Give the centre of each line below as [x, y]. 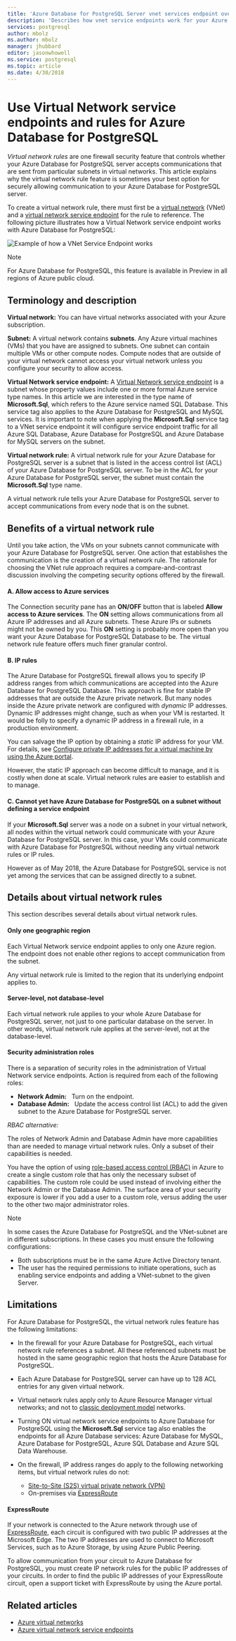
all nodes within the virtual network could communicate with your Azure [111, 832]
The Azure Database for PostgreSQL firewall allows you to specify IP [106, 676]
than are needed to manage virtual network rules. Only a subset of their [111, 1146]
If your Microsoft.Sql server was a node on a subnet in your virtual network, [118, 824]
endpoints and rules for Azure [96, 122]
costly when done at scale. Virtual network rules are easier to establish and [116, 778]
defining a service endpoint [48, 809]
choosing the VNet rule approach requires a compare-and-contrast [105, 568]
